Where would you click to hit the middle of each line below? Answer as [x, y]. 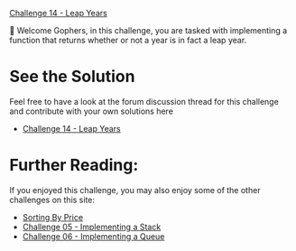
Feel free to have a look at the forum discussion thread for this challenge [144, 101]
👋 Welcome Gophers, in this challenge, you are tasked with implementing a [148, 30]
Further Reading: [74, 165]
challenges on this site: [52, 200]
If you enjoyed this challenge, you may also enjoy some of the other [135, 190]
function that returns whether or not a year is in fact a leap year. [128, 40]
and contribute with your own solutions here [92, 111]
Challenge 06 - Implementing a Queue [93, 236]
